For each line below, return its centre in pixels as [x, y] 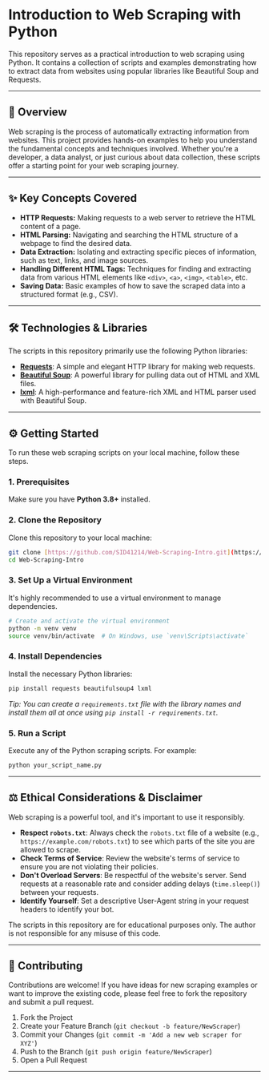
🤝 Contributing [46, 966]
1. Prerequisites [39, 482]
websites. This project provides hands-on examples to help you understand [133, 140]
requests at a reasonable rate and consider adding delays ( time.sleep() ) [140, 884]
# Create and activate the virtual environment [89, 621]
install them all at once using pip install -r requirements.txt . [113, 712]
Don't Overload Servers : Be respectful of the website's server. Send [133, 875]
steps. [18, 461]
